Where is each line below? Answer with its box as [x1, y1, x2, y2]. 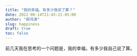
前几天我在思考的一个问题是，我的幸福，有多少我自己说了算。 [5, 45, 135, 51]
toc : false [5, 31, 29, 36]
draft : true [5, 26, 31, 31]
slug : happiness [5, 21, 40, 27]
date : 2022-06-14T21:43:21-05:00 [5, 12, 76, 17]
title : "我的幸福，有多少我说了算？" [5, 7, 75, 13]
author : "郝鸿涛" [5, 17, 40, 22]
